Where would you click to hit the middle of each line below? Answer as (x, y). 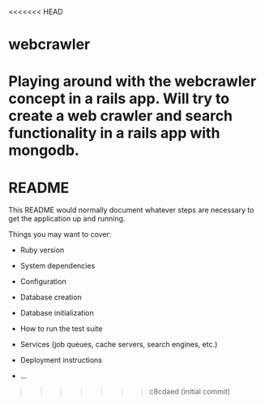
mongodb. (44, 150)
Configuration (43, 282)
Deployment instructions (61, 360)
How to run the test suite (61, 329)
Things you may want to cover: (60, 234)
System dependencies (58, 266)
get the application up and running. (67, 219)
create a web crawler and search (121, 116)
